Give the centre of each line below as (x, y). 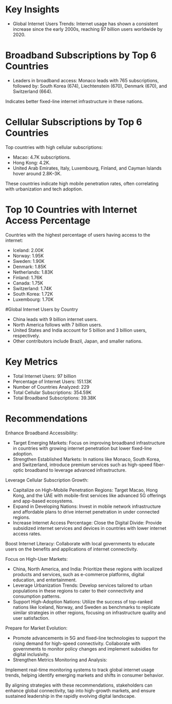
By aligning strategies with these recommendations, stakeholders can (79, 685)
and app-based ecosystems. (43, 501)
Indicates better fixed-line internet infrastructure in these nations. (74, 101)
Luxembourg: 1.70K (33, 299)
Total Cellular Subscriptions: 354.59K (52, 392)
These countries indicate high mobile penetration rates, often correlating (82, 183)
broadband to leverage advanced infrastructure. (76, 470)
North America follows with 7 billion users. (58, 325)
